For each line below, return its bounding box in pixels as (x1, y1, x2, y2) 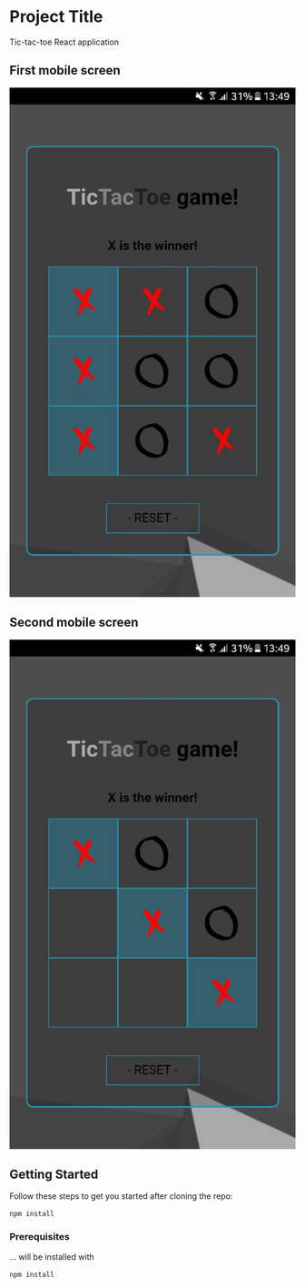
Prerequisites (9, 1231, 70, 1243)
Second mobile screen (9, 615, 139, 630)
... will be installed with (9, 1251, 94, 1262)
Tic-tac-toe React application (9, 36, 120, 47)
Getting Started (9, 1166, 99, 1182)
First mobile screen (9, 63, 121, 78)
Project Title (9, 6, 103, 27)
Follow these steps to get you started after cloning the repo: (9, 1191, 233, 1202)
